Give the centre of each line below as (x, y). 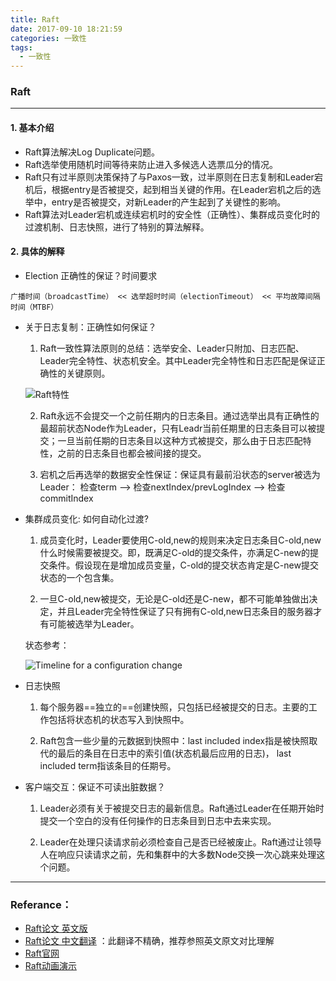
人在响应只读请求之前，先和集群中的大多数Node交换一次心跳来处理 (178, 854)
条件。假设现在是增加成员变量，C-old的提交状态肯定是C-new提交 (183, 565)
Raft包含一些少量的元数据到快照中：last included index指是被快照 (174, 740)
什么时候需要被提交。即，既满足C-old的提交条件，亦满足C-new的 (174, 552)
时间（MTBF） (34, 307)
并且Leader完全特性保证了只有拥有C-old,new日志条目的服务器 (185, 611)
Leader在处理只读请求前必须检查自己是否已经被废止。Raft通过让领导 (180, 842)
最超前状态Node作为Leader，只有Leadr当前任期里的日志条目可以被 (178, 428)
